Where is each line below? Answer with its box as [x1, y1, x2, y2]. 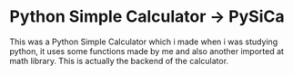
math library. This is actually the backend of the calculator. [9, 55, 229, 66]
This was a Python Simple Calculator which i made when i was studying [9, 36, 278, 47]
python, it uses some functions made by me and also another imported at [9, 45, 285, 56]
